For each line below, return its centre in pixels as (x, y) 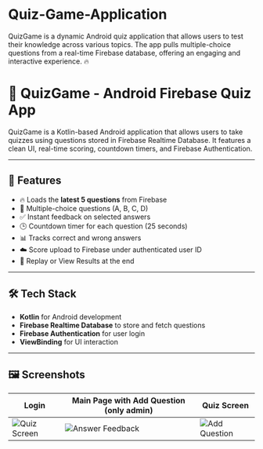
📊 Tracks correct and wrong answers (80, 238)
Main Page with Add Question (128, 400)
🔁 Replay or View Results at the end (77, 261)
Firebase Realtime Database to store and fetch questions (112, 325)
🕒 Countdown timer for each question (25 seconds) (103, 226)
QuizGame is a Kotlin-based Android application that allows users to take (126, 132)
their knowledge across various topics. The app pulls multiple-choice (119, 44)
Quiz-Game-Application (88, 15)
